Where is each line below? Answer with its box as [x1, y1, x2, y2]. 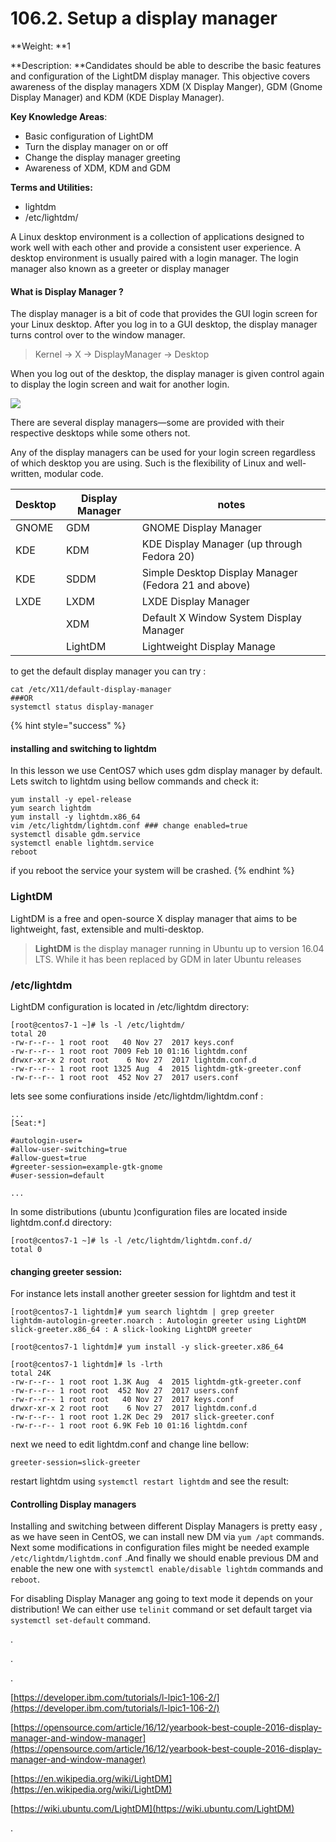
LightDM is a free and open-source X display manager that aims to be [10, 912, 298, 924]
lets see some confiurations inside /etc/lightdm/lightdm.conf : [10, 1090, 264, 1102]
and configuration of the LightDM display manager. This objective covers [10, 70, 311, 82]
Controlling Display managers [10, 1498, 137, 1510]
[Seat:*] [10, 1118, 47, 1128]
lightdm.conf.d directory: [10, 1216, 112, 1228]
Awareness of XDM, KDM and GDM [24, 162, 171, 174]
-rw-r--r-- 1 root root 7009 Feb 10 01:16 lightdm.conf [10, 1046, 248, 1056]
